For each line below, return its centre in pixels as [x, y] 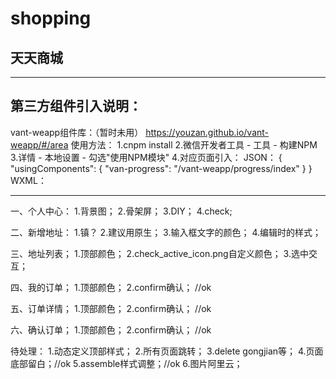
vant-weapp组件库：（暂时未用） [77, 132]
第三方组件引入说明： [76, 106]
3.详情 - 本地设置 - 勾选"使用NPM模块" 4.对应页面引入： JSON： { [146, 157]
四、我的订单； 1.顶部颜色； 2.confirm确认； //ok [111, 287]
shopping [51, 18]
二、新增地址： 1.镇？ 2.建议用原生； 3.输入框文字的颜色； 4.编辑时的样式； [166, 232]
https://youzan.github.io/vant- [207, 132]
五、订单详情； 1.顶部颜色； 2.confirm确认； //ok [111, 308]
